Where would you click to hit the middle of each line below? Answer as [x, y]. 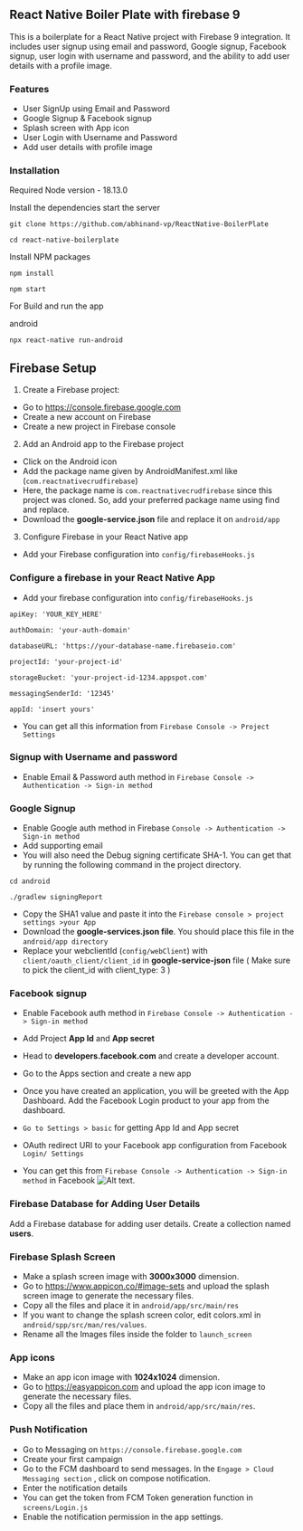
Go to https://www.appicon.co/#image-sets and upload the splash [146, 1286]
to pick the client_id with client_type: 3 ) [96, 970]
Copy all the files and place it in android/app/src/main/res [131, 1305]
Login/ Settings [53, 1154]
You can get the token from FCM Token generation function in [137, 1498]
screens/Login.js [55, 1507]
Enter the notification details [75, 1488]
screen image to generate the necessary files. [108, 1296]
